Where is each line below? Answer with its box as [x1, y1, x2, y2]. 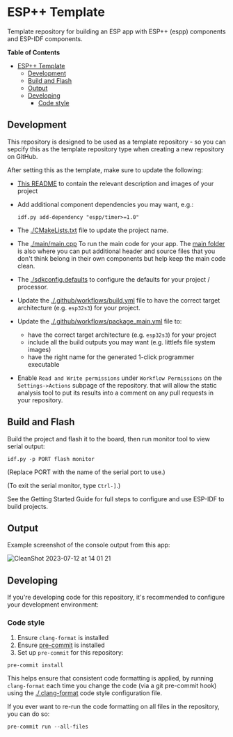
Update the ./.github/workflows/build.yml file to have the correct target [17, 296, 220, 304]
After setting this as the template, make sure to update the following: [7, 165, 203, 174]
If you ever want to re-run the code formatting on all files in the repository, [7, 702, 220, 711]
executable [27, 360, 60, 368]
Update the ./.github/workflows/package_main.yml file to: [17, 317, 182, 325]
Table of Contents [7, 48, 61, 56]
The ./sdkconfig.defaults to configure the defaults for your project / [17, 275, 210, 283]
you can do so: [7, 710, 50, 718]
